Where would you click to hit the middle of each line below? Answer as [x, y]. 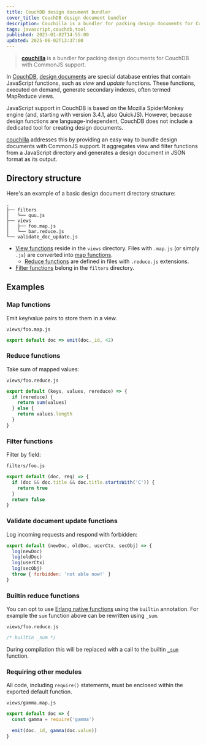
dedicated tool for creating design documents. [65, 128]
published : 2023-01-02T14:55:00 [48, 35]
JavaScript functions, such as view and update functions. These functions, [101, 83]
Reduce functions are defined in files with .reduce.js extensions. [107, 261]
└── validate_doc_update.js [42, 237]
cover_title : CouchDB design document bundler [67, 18]
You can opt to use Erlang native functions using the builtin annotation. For [102, 609]
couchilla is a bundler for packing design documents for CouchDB [105, 58]
